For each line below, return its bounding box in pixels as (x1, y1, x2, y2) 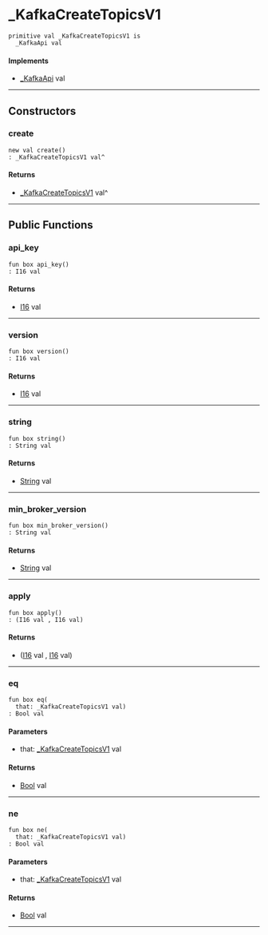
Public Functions (8, 218, 93, 232)
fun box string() (8, 434, 66, 442)
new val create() (8, 146, 66, 154)
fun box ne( (8, 826, 48, 834)
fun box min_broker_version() (8, 521, 109, 530)
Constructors (8, 104, 77, 117)
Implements (8, 56, 49, 65)
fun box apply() (8, 608, 62, 616)
